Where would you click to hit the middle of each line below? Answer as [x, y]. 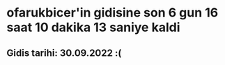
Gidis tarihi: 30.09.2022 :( [64, 53]
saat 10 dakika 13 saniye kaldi [93, 27]
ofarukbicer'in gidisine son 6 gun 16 [113, 13]
